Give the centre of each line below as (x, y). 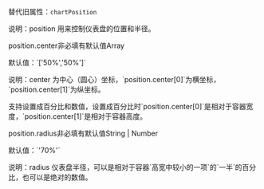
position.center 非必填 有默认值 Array (67, 45)
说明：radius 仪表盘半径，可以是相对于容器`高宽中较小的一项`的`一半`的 (125, 167)
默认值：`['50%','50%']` (47, 63)
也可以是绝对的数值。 (57, 177)
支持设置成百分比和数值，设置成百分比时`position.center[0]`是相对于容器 (127, 106)
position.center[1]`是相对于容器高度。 (86, 116)
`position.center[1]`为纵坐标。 (57, 89)
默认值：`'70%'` (34, 150)
